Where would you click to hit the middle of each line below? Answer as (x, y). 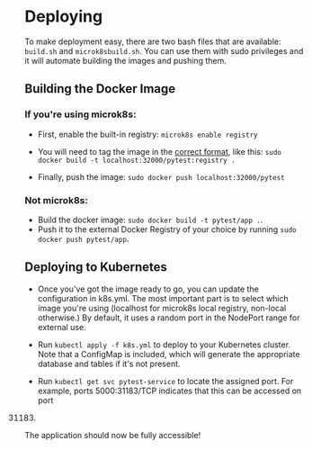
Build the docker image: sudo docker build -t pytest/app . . (150, 220)
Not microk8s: (57, 200)
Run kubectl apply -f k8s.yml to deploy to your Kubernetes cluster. (164, 345)
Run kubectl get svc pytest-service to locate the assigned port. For (165, 381)
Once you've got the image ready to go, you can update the (148, 289)
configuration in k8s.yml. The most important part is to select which (163, 298)
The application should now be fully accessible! (113, 435)
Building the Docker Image (100, 89)
